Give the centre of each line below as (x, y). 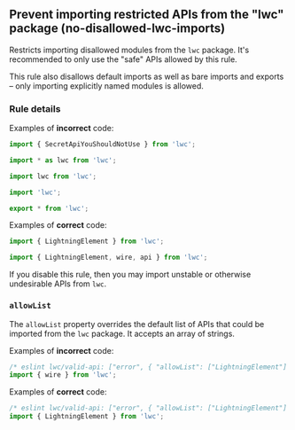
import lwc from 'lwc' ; (53, 176)
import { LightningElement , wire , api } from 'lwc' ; (109, 258)
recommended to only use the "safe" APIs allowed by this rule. (123, 59)
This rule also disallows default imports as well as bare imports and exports (147, 76)
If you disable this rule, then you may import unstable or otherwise (130, 275)
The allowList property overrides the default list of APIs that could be (137, 324)
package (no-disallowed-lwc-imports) (117, 29)
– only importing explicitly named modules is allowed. (106, 86)
